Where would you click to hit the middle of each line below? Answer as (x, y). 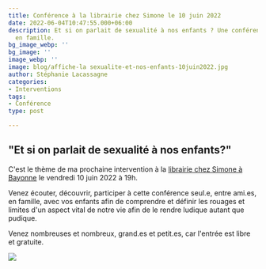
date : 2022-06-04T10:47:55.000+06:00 (70, 23)
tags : (17, 97)
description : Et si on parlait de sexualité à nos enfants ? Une (118, 30)
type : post (26, 112)
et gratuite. (26, 241)
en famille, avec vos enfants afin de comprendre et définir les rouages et (127, 201)
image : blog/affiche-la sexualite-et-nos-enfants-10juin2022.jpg (118, 67)
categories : (28, 81)
